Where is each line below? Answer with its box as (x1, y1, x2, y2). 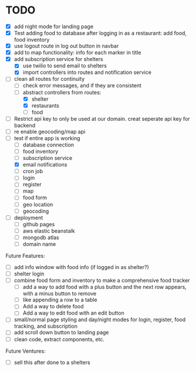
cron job (22, 168, 43, 175)
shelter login (13, 270, 45, 277)
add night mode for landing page (13, 23, 94, 30)
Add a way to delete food (22, 303, 84, 310)
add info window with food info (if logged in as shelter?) (13, 263, 149, 270)
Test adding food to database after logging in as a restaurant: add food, (13, 30, 187, 36)
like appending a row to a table (22, 297, 97, 304)
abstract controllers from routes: (22, 89, 102, 96)
